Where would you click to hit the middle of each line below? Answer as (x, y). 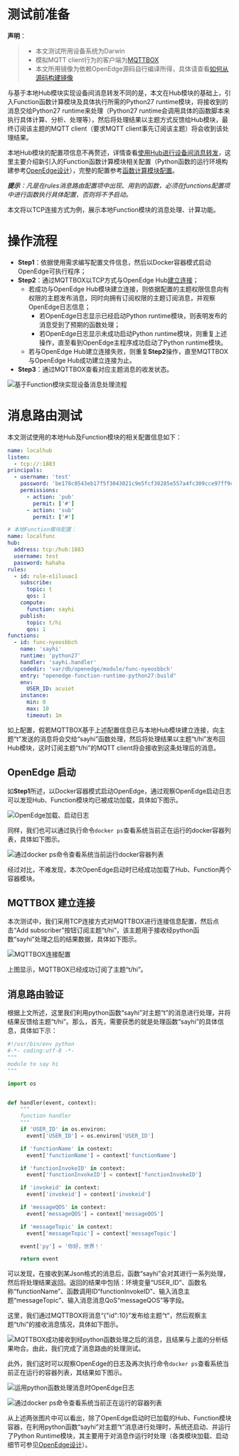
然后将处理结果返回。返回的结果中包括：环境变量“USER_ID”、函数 (104, 1283)
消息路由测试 (45, 416)
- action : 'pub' (50, 497)
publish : (33, 616)
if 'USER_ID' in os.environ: (63, 1129)
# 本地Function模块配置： (42, 530)
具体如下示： (38, 1031)
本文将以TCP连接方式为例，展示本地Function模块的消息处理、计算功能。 (113, 209)
